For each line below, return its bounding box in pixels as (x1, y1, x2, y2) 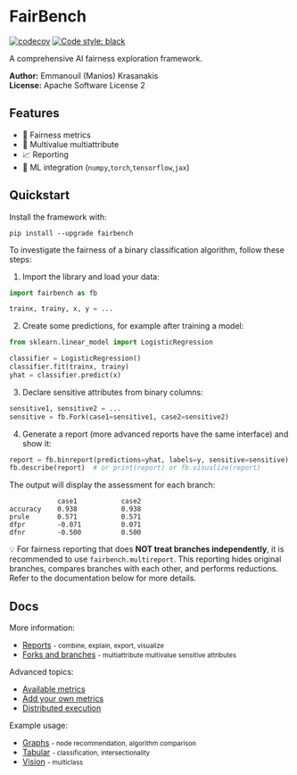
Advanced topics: (9, 667, 74, 678)
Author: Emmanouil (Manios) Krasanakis (9, 70, 159, 81)
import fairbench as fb (9, 288, 98, 297)
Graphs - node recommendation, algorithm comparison (21, 737, 196, 748)
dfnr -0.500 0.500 (9, 529, 142, 537)
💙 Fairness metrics (21, 129, 91, 140)
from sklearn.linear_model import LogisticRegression (9, 337, 214, 347)
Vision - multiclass (21, 756, 83, 767)
